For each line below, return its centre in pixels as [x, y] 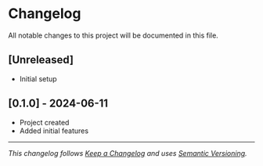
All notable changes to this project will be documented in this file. [113, 35]
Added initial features [54, 131]
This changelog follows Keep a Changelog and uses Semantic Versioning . [128, 153]
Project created [44, 122]
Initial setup [38, 78]
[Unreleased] [41, 60]
